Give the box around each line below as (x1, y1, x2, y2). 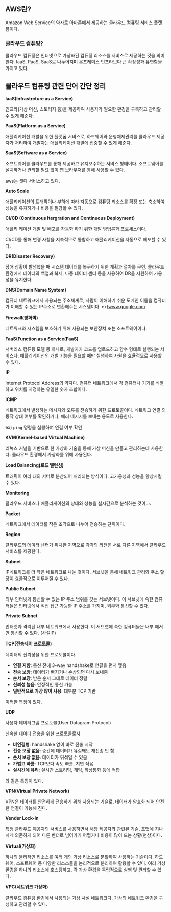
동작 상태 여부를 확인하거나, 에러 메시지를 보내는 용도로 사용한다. (5, 413, 134, 419)
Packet (5, 510, 20, 517)
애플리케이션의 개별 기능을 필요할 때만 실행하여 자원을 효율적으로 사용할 (20, 352, 162, 359)
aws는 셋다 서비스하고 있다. (5, 177, 60, 184)
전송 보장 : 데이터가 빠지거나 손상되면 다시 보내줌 (12, 669, 108, 675)
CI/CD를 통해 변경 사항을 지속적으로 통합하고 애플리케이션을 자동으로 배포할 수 (5, 236, 161, 242)
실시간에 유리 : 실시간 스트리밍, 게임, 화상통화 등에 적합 (12, 767, 120, 773)
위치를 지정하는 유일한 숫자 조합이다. (14, 386, 87, 392)
